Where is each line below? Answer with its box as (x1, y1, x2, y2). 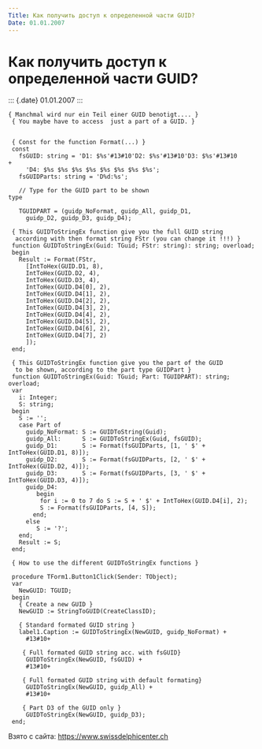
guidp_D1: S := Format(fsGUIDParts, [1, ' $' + (25, 442, 206, 450)
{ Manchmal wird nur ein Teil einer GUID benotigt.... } (8, 111, 199, 119)
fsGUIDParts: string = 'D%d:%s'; (18, 173, 128, 181)
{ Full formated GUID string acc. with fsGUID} (22, 649, 181, 657)
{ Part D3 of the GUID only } (22, 704, 122, 712)
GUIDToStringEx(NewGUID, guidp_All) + (25, 684, 153, 691)
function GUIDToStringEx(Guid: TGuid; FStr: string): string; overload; (11, 242, 256, 250)
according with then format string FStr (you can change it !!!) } (15, 235, 242, 243)
